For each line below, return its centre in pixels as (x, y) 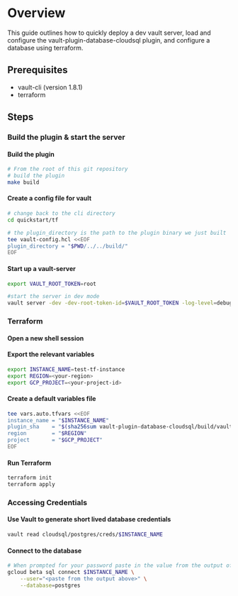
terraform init (30, 478)
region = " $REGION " (47, 434)
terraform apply (31, 485)
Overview (36, 13)
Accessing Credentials (47, 502)
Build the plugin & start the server (66, 138)
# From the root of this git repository (68, 169)
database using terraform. (45, 48)
